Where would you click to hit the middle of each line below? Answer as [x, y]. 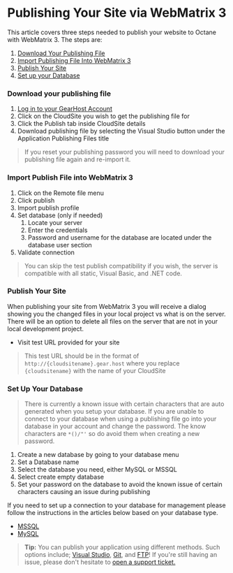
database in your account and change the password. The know [115, 426]
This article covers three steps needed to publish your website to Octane [112, 32]
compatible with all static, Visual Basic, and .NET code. [103, 273]
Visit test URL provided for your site [68, 342]
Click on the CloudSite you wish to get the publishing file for [103, 116]
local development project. [46, 328]
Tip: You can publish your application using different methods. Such [122, 547]
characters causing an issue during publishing [84, 492]
